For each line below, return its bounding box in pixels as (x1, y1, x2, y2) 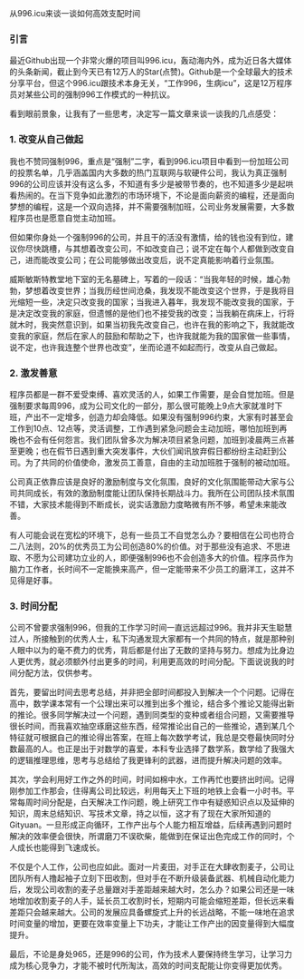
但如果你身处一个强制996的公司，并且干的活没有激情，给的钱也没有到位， (9, 231, 287, 242)
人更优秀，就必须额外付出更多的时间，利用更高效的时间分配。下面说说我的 (9, 656, 287, 667)
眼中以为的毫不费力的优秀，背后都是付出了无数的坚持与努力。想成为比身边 (16, 645, 295, 656)
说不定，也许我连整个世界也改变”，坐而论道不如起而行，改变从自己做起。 (9, 341, 283, 352)
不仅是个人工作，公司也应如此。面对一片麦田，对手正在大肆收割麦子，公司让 (9, 861, 295, 873)
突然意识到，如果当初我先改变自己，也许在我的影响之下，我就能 (48, 318, 287, 329)
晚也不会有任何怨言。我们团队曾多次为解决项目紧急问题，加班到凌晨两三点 (9, 434, 287, 445)
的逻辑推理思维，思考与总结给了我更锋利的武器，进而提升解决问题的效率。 (9, 755, 287, 766)
